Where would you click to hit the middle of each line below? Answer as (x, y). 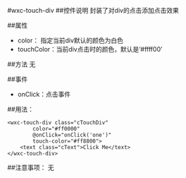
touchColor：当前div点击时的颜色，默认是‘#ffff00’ (90, 49)
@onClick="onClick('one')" (72, 135)
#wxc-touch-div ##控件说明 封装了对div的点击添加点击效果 (93, 10)
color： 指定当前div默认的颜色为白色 (70, 40)
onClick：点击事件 (44, 94)
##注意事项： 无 (31, 167)
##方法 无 (21, 64)
